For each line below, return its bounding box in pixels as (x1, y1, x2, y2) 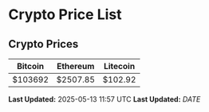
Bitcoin (17, 61, 45, 71)
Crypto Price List (8, 6, 122, 24)
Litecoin (103, 61, 136, 71)
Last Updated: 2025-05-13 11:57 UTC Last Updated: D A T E (8, 95, 201, 104)
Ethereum (57, 61, 95, 71)
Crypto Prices (8, 37, 79, 51)
